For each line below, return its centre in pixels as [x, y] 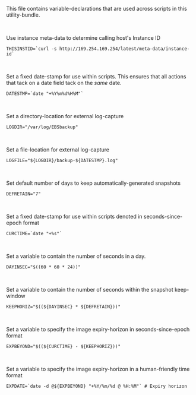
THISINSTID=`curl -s [32, 49]
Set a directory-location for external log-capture [65, 116]
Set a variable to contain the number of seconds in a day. [76, 256]
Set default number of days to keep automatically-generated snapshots [94, 183]
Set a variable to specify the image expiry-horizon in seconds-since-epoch [98, 329]
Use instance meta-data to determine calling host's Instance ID [83, 38]
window [16, 296]
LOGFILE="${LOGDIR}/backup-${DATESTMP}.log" [62, 160]
